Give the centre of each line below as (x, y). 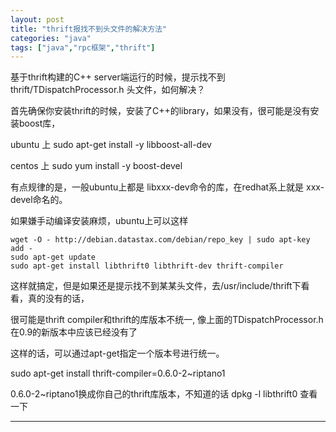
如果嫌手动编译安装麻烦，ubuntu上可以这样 (99, 221)
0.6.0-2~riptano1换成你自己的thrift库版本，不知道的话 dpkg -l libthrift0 (154, 394)
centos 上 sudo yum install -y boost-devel (96, 166)
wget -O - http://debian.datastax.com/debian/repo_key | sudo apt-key (160, 240)
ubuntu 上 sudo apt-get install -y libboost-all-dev (111, 145)
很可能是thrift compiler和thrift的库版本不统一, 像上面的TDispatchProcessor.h (167, 320)
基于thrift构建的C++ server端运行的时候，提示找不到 (118, 77)
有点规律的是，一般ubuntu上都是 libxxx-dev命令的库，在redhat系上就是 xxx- (167, 187)
